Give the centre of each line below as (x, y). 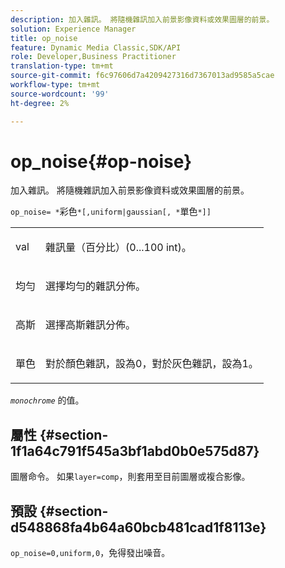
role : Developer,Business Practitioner (93, 57)
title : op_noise (44, 38)
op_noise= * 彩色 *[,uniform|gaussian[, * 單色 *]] (111, 212)
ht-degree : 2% (40, 103)
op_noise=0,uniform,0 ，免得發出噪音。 (90, 553)
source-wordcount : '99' (60, 94)
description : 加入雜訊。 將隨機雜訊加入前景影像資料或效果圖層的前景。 (142, 19)
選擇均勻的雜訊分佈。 (96, 286)
